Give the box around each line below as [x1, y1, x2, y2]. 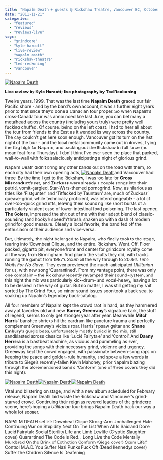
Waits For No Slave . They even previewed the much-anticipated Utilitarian [5, 262, 154, 268]
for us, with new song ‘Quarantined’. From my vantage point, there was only [5, 267, 156, 273]
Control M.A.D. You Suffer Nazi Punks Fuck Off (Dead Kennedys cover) [5, 444, 147, 450]
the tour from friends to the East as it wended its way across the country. [5, 129, 151, 135]
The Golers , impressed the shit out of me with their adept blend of [5, 211, 138, 217]
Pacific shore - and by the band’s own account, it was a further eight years [5, 103, 154, 109]
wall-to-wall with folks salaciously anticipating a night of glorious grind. [5, 155, 147, 161]
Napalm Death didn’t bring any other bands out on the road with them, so [5, 165, 151, 170]
